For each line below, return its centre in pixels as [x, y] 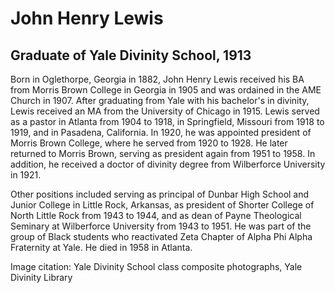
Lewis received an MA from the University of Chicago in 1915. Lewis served [165, 111]
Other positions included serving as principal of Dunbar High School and [160, 194]
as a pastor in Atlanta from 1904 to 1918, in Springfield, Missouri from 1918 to [167, 121]
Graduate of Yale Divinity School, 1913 [131, 55]
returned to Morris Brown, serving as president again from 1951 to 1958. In [163, 153]
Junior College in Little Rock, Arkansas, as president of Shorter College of [162, 205]
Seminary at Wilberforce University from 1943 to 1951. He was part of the [161, 226]
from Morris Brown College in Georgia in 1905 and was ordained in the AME [166, 90]
